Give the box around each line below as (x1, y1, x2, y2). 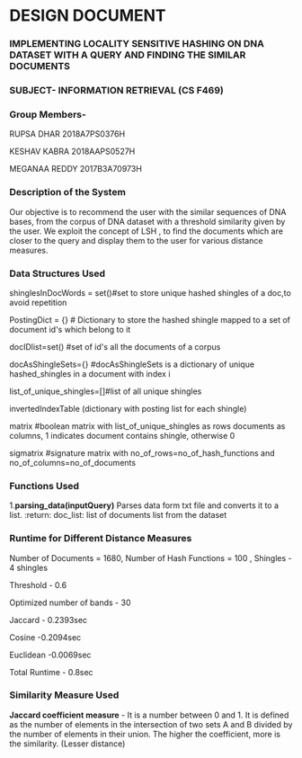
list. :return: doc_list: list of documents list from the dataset (9, 510, 227, 521)
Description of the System (9, 186, 126, 199)
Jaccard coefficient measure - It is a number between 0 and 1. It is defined (9, 709, 289, 720)
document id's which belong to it (9, 324, 131, 334)
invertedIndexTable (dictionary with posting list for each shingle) (9, 403, 247, 414)
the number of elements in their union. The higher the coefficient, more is (9, 728, 281, 739)
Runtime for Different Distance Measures (9, 532, 192, 545)
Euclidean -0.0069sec (9, 649, 92, 660)
